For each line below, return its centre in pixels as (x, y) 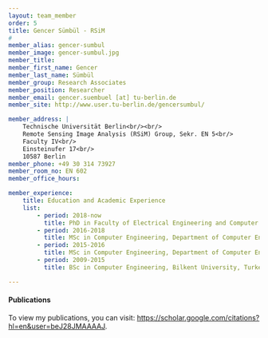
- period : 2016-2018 (71, 230)
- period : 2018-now (69, 215)
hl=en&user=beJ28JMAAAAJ (57, 326)
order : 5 (23, 23)
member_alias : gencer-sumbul (57, 46)
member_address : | (39, 119)
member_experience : (41, 193)
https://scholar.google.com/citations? (198, 317)
